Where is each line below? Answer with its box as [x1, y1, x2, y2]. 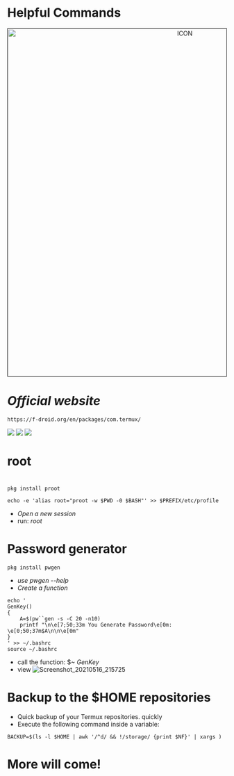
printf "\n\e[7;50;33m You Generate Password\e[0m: [19, 622, 172, 629]
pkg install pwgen [7, 564, 60, 571]
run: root [17, 517, 43, 525]
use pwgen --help [17, 577, 69, 585]
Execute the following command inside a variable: [17, 720, 160, 729]
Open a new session [17, 509, 76, 518]
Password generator [7, 541, 127, 557]
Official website [7, 393, 101, 409]
